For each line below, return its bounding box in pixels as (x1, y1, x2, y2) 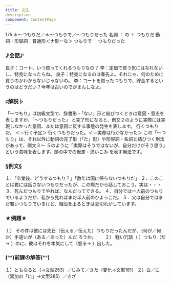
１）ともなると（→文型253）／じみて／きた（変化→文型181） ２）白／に (5, 267, 160, 273)
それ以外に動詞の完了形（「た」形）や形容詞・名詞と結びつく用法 (27, 136, 165, 142)
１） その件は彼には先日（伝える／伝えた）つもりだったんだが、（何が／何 (5, 227, 161, 233)
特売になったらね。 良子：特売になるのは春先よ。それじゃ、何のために (14, 71, 164, 77)
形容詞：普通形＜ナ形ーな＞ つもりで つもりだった (14, 38, 125, 44)
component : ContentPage (5, 17, 56, 22)
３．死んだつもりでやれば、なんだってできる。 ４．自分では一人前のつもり (5, 188, 163, 194)
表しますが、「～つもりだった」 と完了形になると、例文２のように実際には (5, 116, 161, 123)
